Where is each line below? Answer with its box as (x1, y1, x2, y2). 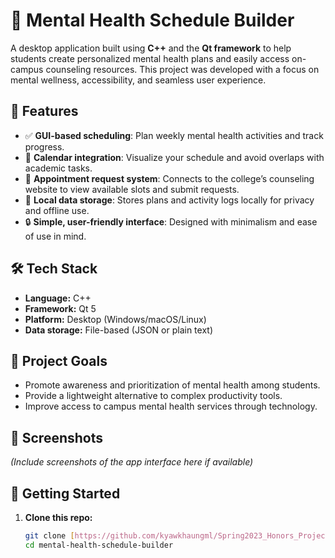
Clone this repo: (24, 512, 93, 523)
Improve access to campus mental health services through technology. (24, 400, 318, 413)
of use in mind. (24, 230, 87, 242)
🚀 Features (10, 103, 79, 120)
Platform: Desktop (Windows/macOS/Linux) (24, 313, 207, 325)
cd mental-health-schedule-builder (24, 540, 174, 550)
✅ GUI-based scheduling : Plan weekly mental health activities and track (24, 129, 324, 141)
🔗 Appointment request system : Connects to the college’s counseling (24, 172, 315, 184)
